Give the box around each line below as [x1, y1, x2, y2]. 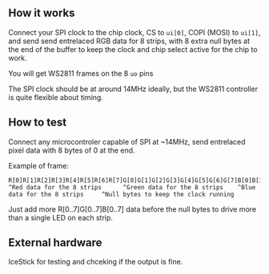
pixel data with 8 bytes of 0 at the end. [8, 145, 135, 155]
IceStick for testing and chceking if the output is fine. [8, 257, 183, 267]
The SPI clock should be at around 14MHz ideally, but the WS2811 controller [8, 84, 259, 93]
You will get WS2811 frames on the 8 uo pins [8, 68, 154, 78]
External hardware [8, 236, 102, 250]
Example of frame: [8, 161, 70, 170]
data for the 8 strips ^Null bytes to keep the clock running [8, 190, 235, 198]
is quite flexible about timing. [8, 92, 104, 102]
